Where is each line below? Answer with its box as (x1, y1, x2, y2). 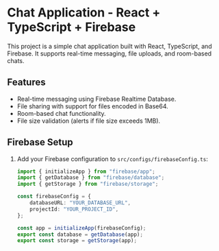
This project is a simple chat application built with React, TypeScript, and (7, 42, 212, 50)
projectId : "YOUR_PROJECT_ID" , (29, 206, 119, 213)
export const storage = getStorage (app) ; (16, 237, 138, 244)
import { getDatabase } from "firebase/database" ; (16, 174, 165, 181)
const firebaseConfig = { (16, 193, 91, 200)
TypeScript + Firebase (7, 19, 136, 35)
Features (7, 77, 46, 88)
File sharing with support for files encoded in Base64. (16, 101, 169, 110)
